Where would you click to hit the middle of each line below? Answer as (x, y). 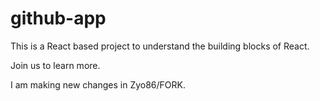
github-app (58, 18)
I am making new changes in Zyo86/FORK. (98, 84)
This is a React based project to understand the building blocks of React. (160, 46)
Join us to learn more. (55, 65)
